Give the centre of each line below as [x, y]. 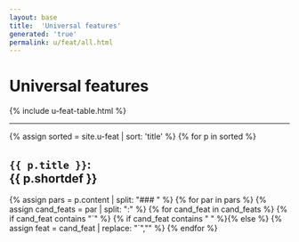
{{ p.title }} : [50, 164]
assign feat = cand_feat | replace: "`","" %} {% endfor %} [113, 228]
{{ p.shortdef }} [53, 178]
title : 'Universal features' [65, 26]
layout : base [33, 17]
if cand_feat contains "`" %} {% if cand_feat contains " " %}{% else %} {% [146, 218]
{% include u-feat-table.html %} [68, 111]
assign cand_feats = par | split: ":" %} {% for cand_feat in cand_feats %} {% [148, 209]
